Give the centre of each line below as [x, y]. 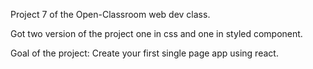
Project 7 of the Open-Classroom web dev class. [110, 14]
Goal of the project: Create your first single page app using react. [144, 53]
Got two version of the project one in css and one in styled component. [156, 33]
